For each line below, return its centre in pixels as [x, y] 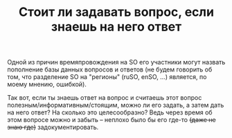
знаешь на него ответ [116, 27]
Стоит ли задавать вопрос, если [116, 12]
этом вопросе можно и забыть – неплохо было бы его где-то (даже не [111, 120]
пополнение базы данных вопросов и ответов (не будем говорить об [110, 69]
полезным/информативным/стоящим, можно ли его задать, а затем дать [116, 105]
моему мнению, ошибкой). [47, 85]
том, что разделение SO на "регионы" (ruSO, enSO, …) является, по [107, 77]
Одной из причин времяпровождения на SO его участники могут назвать [116, 62]
